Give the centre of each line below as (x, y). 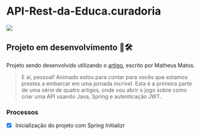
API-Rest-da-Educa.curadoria (84, 11)
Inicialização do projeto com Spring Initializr (70, 125)
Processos (22, 112)
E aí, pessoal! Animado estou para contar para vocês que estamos (104, 77)
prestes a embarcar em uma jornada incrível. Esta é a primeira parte (107, 83)
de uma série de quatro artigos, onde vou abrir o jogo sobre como (104, 90)
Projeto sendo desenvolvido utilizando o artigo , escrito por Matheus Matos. (101, 65)
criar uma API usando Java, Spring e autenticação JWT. (91, 96)
